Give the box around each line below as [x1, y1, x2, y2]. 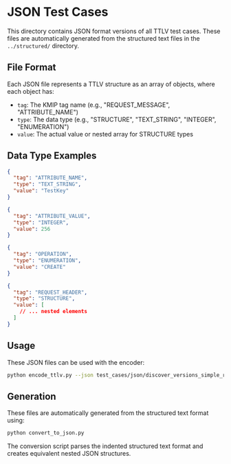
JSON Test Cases [7, 4, 109, 20]
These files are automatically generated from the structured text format [7, 409, 209, 417]
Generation [7, 390, 56, 402]
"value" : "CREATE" [13, 263, 67, 270]
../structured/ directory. [7, 41, 79, 50]
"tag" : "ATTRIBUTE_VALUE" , [13, 212, 91, 219]
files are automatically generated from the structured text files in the [7, 34, 201, 42]
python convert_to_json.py [7, 430, 85, 436]
